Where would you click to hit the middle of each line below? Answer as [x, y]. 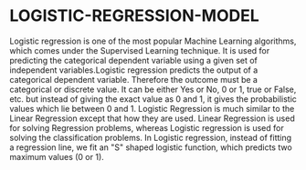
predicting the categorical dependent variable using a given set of [134, 60]
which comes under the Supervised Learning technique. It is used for [140, 50]
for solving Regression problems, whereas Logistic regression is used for [147, 127]
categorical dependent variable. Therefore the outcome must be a [134, 79]
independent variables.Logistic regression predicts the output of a [134, 70]
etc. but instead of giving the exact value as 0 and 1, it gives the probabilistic [153, 99]
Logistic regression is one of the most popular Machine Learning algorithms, [153, 41]
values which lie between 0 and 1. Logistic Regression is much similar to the [152, 108]
